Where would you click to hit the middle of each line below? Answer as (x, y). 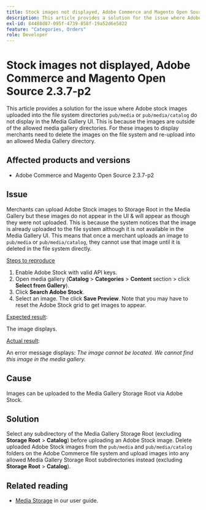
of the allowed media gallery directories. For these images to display (93, 128)
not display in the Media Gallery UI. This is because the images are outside (101, 122)
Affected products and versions (68, 160)
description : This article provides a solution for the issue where (96, 18)
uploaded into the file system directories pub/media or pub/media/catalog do (102, 115)
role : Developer (27, 35)
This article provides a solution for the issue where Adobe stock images (97, 109)
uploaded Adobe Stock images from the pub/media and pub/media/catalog (99, 447)
